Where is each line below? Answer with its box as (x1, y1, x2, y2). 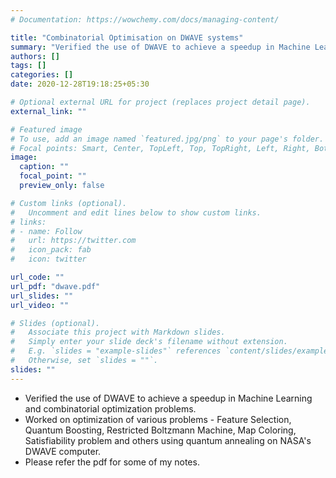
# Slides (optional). (10, 318, 101, 328)
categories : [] (10, 70, 74, 80)
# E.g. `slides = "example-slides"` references (10, 346, 222, 356)
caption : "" (19, 162, 70, 172)
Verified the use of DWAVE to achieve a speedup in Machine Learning (24, 392, 313, 404)
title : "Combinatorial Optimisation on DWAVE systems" (10, 32, 244, 43)
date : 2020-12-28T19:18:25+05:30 (10, 79, 150, 90)
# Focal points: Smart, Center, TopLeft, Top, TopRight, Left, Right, (10, 143, 311, 153)
